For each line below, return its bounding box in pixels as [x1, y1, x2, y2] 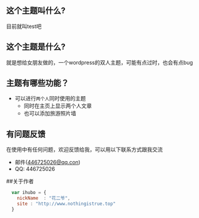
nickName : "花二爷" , [17, 195, 70, 201]
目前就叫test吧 [6, 23, 42, 30]
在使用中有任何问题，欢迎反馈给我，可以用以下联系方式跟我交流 [6, 146, 163, 153]
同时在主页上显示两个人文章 [23, 102, 92, 109]
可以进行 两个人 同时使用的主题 [14, 95, 86, 102]
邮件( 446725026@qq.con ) [14, 159, 80, 166]
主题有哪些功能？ [6, 78, 69, 88]
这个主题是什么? [6, 42, 66, 52]
